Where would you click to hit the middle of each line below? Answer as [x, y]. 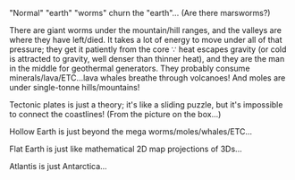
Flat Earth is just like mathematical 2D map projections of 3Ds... [126, 149]
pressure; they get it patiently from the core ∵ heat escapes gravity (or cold [148, 49]
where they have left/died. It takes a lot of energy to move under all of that [146, 40]
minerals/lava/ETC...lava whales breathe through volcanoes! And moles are [147, 78]
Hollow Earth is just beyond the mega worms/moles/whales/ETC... [131, 132]
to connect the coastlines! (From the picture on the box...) [115, 114]
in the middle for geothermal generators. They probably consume [130, 68]
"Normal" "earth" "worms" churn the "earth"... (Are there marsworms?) [140, 13]
